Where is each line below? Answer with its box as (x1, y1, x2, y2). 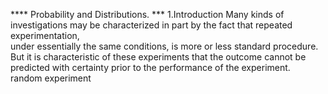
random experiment (10, 72, 92, 84)
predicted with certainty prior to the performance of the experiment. (10, 62, 291, 73)
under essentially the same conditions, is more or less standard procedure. (10, 40, 319, 52)
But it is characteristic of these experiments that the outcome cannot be (10, 51, 307, 63)
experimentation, (10, 30, 80, 41)
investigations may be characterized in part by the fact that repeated (10, 19, 293, 31)
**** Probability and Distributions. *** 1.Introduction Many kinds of (10, 9, 285, 20)
